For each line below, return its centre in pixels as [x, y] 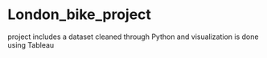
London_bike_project [80, 15]
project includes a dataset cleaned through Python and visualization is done [133, 37]
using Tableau [31, 44]
